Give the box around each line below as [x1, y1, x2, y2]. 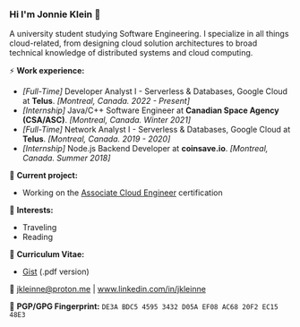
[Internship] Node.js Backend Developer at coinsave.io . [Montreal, [21, 143, 269, 154]
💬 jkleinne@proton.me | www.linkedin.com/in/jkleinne [9, 284, 206, 295]
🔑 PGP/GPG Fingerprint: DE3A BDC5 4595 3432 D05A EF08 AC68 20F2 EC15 [9, 301, 279, 312]
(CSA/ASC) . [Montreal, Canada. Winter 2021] [21, 115, 191, 125]
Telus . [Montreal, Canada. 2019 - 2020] [21, 133, 171, 144]
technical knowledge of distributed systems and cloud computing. [9, 47, 253, 58]
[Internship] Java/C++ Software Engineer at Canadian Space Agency [21, 105, 279, 116]
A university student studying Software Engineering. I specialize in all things [9, 29, 289, 39]
